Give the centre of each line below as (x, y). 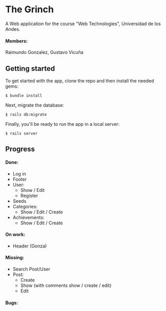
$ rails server (22, 133)
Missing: (15, 258)
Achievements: (28, 217)
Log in (19, 173)
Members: (17, 41)
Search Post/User (31, 269)
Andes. (13, 29)
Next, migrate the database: (35, 105)
